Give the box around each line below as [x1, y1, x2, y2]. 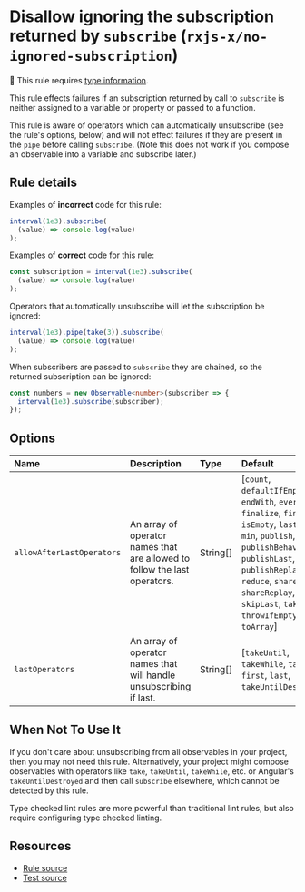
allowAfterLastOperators [14, 547, 122, 558]
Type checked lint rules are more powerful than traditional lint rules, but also [9, 802, 295, 813]
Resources [9, 838, 72, 854]
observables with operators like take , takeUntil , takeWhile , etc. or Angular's [9, 765, 295, 777]
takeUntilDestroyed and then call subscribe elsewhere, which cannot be [9, 775, 280, 786]
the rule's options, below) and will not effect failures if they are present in [9, 129, 283, 140]
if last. [130, 691, 156, 704]
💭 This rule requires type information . [9, 74, 149, 85]
